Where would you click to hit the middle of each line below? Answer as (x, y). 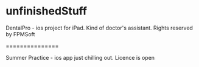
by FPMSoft (20, 34)
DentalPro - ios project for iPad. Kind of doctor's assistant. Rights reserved (99, 28)
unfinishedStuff (47, 11)
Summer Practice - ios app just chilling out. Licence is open (80, 57)
